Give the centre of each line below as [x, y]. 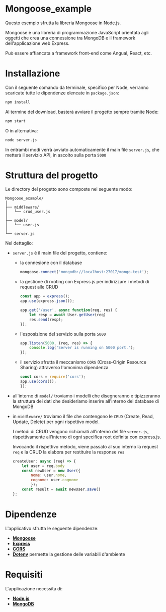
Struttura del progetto [52, 175]
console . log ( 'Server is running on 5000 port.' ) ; [82, 348]
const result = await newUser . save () [61, 490]
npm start [16, 121]
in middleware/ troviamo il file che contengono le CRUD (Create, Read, [83, 416]
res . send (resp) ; [46, 319]
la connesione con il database [51, 263]
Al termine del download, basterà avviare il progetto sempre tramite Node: [82, 112]
